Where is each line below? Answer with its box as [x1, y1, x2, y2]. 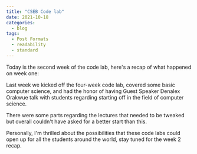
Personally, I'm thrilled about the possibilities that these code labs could [6, 129, 181, 136]
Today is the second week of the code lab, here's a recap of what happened [6, 63, 192, 70]
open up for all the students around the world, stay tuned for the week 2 [6, 136, 181, 143]
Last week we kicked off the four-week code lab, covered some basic [6, 81, 176, 88]
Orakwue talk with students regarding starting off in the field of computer [6, 94, 184, 101]
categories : [6, 20, 35, 25]
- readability [11, 42, 46, 48]
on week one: [6, 69, 40, 77]
